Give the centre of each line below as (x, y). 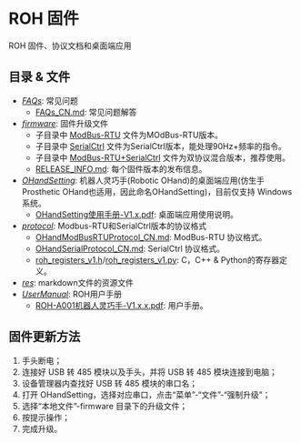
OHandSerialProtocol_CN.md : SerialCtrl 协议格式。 (130, 248)
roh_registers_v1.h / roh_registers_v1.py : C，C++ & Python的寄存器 (157, 259)
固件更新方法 (45, 337)
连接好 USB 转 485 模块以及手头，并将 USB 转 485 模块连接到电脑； (150, 372)
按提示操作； (45, 417)
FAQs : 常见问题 (50, 100)
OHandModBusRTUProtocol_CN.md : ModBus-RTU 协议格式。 (151, 237)
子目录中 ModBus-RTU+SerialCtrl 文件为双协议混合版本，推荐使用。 (162, 157)
